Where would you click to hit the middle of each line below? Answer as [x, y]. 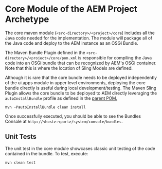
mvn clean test [20, 162]
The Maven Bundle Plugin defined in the [45, 53]
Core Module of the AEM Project [71, 9]
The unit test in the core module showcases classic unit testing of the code [80, 148]
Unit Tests [21, 137]
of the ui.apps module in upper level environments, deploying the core [75, 83]
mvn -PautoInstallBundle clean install [45, 107]
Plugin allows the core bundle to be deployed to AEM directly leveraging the [81, 93]
